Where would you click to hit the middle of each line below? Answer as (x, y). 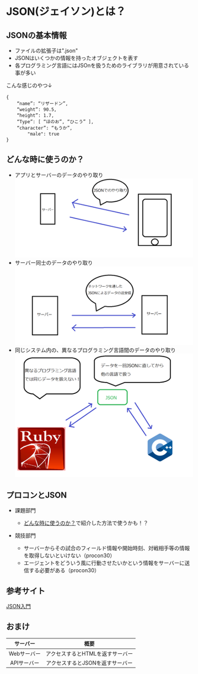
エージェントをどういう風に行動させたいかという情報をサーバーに (104, 563)
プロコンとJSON (36, 495)
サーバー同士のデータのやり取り (54, 262)
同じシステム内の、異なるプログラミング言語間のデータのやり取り (95, 350)
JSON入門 (19, 606)
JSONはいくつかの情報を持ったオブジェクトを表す (76, 58)
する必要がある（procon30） (64, 570)
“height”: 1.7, (36, 115)
